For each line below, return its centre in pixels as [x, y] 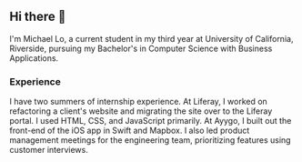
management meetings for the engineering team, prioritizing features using [150, 140]
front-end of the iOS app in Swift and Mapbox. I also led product [130, 131]
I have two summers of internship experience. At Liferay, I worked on [139, 102]
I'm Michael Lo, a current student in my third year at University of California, [151, 38]
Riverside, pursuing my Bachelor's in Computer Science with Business [141, 48]
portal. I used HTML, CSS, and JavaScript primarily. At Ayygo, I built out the [151, 121]
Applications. [34, 58]
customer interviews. [49, 150]
